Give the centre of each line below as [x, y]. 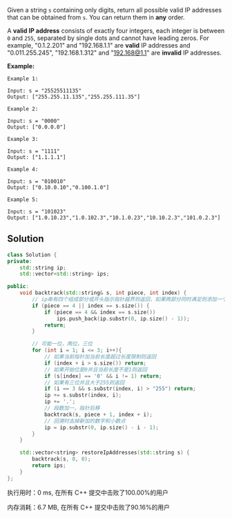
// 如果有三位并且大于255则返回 [84, 383]
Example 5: [23, 200]
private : [20, 261]
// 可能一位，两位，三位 [62, 344]
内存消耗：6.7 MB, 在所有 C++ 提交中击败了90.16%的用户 [89, 507]
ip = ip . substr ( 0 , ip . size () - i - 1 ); [101, 428]
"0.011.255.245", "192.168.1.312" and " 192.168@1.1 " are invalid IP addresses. [115, 52]
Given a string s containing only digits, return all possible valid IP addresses [115, 10]
